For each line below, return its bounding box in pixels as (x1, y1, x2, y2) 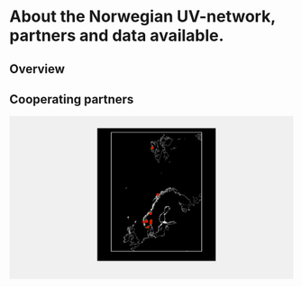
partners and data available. (9, 25, 224, 46)
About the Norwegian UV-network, (9, 6, 276, 27)
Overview (9, 61, 66, 76)
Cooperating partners (9, 92, 134, 107)
